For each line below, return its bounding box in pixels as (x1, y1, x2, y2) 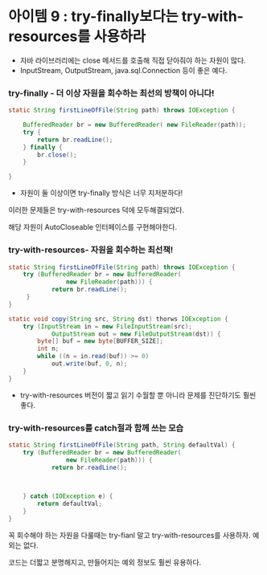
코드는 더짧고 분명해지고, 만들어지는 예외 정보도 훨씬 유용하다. (8, 557, 202, 567)
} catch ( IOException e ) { (23, 492, 113, 500)
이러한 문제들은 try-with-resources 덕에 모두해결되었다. (8, 206, 185, 215)
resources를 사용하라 (8, 27, 146, 46)
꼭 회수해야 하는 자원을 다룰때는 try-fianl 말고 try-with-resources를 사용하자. (8, 530, 251, 540)
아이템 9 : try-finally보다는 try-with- (8, 7, 244, 26)
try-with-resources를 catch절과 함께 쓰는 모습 (8, 422, 184, 434)
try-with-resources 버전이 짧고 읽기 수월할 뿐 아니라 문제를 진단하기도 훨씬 (19, 390, 257, 400)
